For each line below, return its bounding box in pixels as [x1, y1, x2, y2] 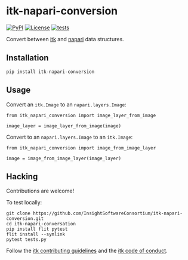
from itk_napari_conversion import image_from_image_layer [6, 145, 156, 151]
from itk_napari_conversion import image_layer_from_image [6, 112, 156, 118]
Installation [6, 53, 49, 63]
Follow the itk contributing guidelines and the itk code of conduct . [6, 247, 168, 255]
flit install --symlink [6, 231, 66, 237]
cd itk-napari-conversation [6, 221, 76, 227]
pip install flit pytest [6, 226, 68, 233]
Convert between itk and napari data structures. [6, 35, 124, 42]
